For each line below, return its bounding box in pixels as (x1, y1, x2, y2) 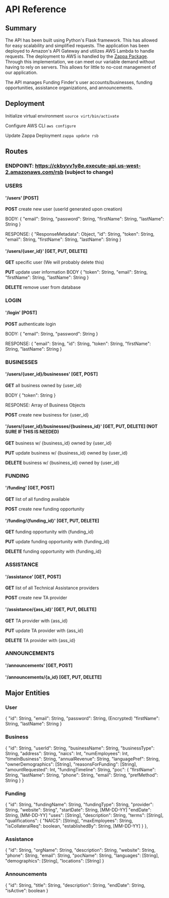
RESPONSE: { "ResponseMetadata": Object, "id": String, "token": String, (5, 231, 155, 237)
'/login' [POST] (5, 309, 37, 315)
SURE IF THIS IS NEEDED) (5, 429, 60, 435)
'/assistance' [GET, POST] (5, 574, 62, 580)
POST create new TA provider (5, 594, 67, 601)
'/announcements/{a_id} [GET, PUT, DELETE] (5, 674, 102, 680)
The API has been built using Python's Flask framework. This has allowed (5, 37, 158, 43)
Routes (5, 147, 28, 156)
